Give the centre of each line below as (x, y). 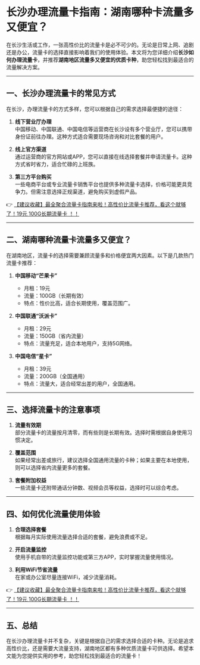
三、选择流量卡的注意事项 (53, 409)
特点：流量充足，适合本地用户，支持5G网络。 (79, 343)
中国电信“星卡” (33, 356)
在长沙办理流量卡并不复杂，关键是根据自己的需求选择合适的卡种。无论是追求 (100, 641)
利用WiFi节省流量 (36, 570)
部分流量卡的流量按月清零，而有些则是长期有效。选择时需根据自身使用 (101, 432)
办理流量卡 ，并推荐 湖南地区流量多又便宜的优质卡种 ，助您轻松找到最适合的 (102, 60)
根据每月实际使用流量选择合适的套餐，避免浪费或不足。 (82, 537)
